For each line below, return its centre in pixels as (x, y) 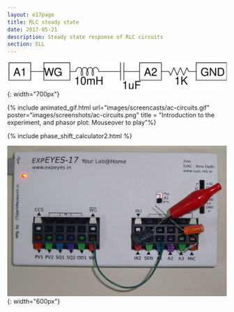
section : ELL (26, 44)
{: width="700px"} (33, 94)
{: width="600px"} (34, 302)
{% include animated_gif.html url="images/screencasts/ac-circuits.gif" (109, 107)
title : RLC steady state (43, 22)
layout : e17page (31, 15)
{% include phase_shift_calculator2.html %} (70, 135)
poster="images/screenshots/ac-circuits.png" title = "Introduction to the (111, 114)
